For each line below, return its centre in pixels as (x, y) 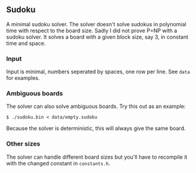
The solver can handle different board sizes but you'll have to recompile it (97, 157)
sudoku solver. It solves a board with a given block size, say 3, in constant (97, 37)
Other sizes (23, 144)
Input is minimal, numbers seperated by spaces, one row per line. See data (98, 72)
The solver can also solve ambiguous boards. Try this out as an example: (96, 106)
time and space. (26, 43)
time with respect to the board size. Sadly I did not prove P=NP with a (92, 30)
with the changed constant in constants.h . (58, 163)
